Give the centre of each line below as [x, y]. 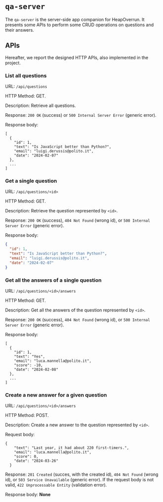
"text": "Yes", [30, 356]
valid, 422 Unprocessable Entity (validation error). [56, 485]
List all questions [26, 75]
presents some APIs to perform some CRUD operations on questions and [80, 25]
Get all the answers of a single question [53, 280]
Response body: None [28, 495]
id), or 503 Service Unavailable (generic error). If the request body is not [80, 480]
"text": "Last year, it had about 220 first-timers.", [72, 448]
